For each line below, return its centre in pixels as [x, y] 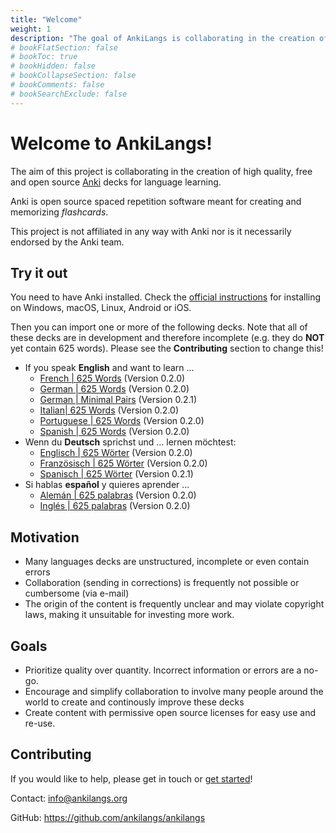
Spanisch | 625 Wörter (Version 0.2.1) [116, 474]
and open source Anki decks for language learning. [116, 182]
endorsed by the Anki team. [67, 242]
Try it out [39, 272]
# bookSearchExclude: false [69, 94]
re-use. [40, 723]
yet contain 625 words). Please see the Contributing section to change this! [167, 348]
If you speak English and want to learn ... [109, 368]
